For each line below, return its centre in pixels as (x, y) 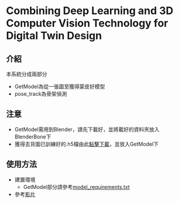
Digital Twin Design (54, 36)
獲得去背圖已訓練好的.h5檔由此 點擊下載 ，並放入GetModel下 (87, 144)
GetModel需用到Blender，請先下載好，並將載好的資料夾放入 (87, 129)
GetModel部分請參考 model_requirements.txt (76, 187)
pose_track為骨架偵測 (41, 94)
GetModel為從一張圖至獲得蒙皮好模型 (60, 87)
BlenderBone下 (33, 137)
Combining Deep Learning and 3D (90, 11)
